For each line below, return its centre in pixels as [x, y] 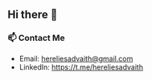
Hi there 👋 [33, 15]
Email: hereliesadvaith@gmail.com [76, 58]
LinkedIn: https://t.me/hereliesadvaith [81, 67]
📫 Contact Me [36, 38]
